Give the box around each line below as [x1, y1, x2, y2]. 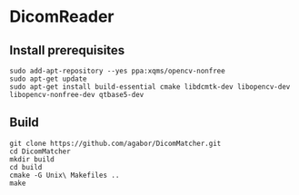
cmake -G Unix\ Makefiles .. [9, 171, 120, 180]
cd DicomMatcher [9, 147, 71, 156]
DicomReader [9, 6, 115, 27]
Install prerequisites [9, 43, 125, 58]
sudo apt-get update [9, 74, 88, 83]
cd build [9, 162, 43, 171]
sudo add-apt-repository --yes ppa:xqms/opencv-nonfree [9, 66, 225, 75]
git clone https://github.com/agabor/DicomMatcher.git [9, 139, 222, 148]
